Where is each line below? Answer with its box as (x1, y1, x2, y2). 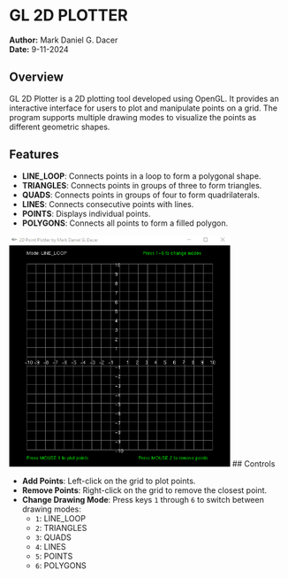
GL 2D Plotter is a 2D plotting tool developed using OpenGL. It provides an (9, 93, 280, 104)
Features (9, 147, 59, 162)
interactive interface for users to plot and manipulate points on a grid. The (9, 103, 278, 113)
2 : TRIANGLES (34, 522, 87, 533)
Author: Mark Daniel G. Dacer (9, 35, 118, 45)
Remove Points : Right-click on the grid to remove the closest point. (21, 484, 268, 496)
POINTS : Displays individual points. (21, 208, 151, 219)
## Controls (231, 458, 276, 469)
